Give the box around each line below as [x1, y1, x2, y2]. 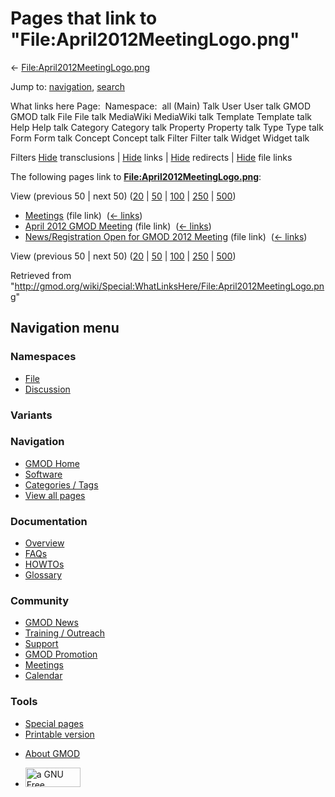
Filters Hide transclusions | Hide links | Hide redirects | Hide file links [10, 151, 293, 163]
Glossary [24, 569, 63, 581]
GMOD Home [24, 457, 80, 469]
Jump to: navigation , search [10, 80, 125, 92]
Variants [10, 408, 53, 422]
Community [10, 594, 69, 608]
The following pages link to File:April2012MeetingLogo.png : [10, 170, 262, 182]
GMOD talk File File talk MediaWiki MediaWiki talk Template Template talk [10, 110, 312, 122]
